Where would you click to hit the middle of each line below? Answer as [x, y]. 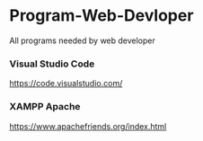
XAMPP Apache [45, 107]
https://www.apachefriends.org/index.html [88, 126]
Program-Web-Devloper [101, 16]
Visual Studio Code [52, 64]
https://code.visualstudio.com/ [66, 84]
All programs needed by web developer [82, 40]
